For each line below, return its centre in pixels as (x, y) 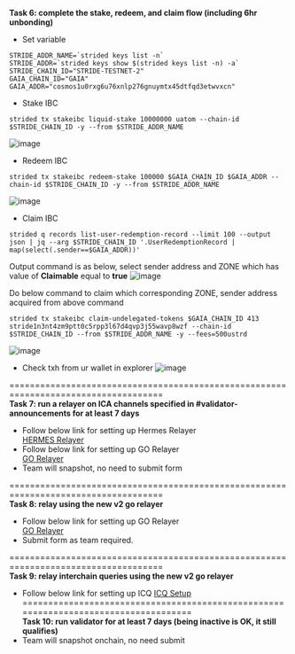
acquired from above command (66, 302)
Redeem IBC (45, 160)
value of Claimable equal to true (69, 276)
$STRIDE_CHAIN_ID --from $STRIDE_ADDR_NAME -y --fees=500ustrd (128, 334)
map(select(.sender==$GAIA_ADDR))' (75, 250)
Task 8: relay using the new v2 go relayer (86, 504)
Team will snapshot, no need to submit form (102, 468)
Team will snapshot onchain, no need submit (103, 640)
